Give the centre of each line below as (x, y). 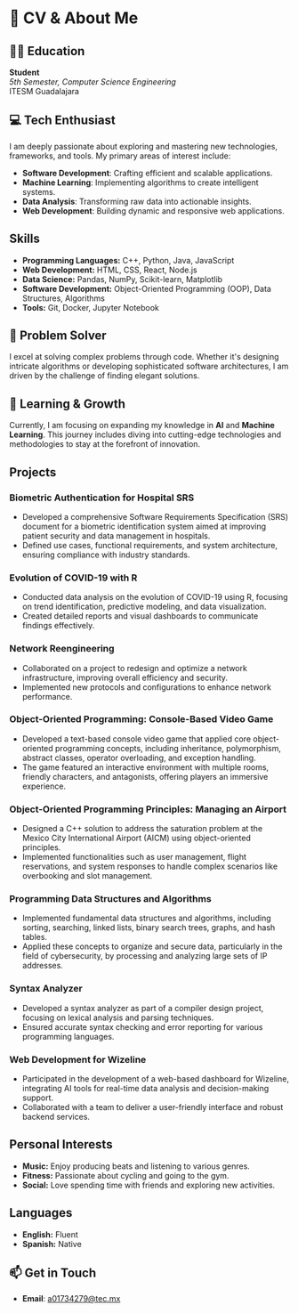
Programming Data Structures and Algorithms (110, 899)
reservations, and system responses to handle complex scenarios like (150, 866)
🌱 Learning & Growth (68, 404)
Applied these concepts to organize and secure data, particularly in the (152, 946)
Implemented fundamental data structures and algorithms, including (146, 918)
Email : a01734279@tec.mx (71, 1299)
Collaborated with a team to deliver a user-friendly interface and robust (153, 1107)
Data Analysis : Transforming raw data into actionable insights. (137, 201)
